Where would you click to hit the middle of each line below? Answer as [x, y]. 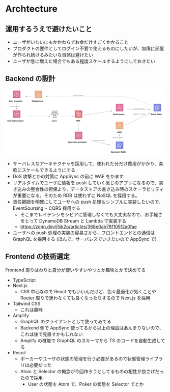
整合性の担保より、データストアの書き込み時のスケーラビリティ [97, 189]
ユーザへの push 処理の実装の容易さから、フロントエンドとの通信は [84, 233]
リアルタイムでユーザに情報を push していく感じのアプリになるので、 [86, 183]
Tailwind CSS [26, 303]
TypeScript [24, 280]
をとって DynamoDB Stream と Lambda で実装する [73, 221]
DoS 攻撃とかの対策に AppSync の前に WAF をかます [68, 176]
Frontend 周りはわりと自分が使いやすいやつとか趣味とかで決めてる [76, 270]
